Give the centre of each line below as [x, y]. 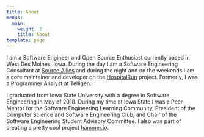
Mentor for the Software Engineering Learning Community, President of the [101, 108]
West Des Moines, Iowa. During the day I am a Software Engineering [92, 64]
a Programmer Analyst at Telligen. [49, 83]
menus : [15, 18]
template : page [26, 40]
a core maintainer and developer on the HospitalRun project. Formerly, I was [102, 77]
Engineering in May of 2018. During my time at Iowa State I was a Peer [95, 102]
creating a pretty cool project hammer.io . [58, 128]
